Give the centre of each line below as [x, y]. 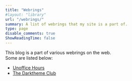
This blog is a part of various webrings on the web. [58, 52]
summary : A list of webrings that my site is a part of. [67, 24]
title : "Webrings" [25, 10]
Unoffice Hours [28, 68]
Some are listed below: [29, 58]
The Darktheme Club [34, 73]
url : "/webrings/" [25, 19]
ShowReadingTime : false [30, 38]
